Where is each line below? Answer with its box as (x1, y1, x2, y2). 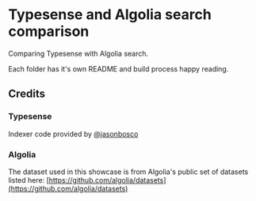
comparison (8, 22, 90, 41)
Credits (8, 87, 46, 101)
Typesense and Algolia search (8, 6, 212, 24)
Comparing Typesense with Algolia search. (8, 48, 149, 58)
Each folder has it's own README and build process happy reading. (8, 64, 229, 73)
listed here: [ (8, 175, 50, 184)
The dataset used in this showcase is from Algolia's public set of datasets (8, 167, 249, 176)
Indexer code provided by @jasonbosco (8, 129, 139, 138)
